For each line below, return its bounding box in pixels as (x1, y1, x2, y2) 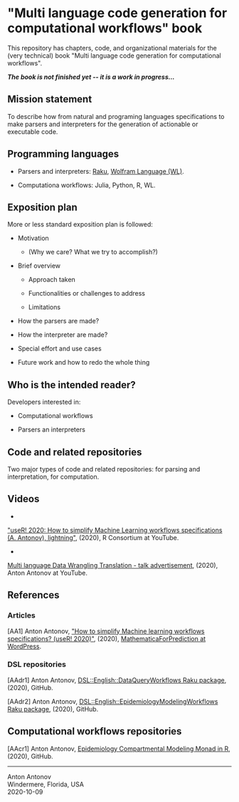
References (7, 589, 60, 601)
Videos (7, 493, 40, 505)
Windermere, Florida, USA (7, 780, 84, 788)
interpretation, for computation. (7, 472, 100, 481)
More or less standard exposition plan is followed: (7, 220, 153, 229)
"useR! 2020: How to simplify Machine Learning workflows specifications (7, 526, 223, 534)
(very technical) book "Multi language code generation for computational (7, 51, 222, 60)
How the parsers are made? (17, 317, 100, 326)
